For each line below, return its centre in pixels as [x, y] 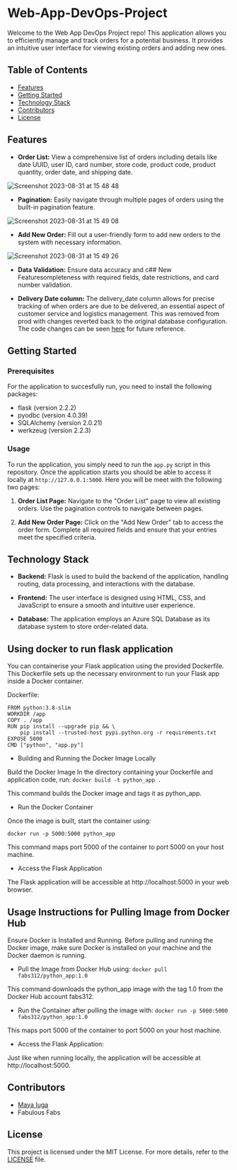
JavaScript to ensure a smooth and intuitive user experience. [106, 606]
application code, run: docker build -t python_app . [84, 780]
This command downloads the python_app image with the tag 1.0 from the [115, 989]
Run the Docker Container [55, 807]
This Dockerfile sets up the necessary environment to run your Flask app [114, 674]
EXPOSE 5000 [25, 739]
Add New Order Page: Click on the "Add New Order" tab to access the [121, 522]
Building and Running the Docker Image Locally [87, 758]
